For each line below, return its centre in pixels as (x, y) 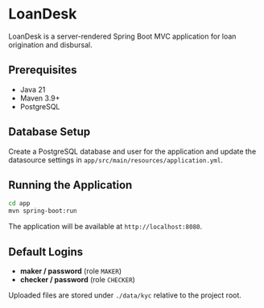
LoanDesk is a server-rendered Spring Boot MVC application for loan (122, 36)
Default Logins (46, 251)
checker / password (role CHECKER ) (77, 279)
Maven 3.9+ (40, 98)
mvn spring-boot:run (43, 211)
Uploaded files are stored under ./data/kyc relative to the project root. (125, 295)
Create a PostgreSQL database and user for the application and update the (132, 151)
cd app (19, 203)
